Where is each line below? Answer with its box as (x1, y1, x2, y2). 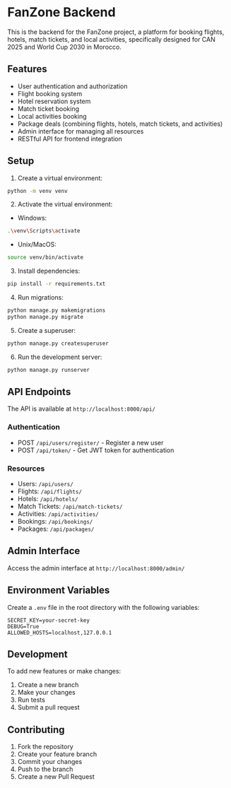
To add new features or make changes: (7, 667, 122, 676)
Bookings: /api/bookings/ (17, 517, 93, 525)
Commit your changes (17, 758, 83, 766)
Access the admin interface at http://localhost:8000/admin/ (7, 563, 185, 572)
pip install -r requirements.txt (7, 281, 106, 288)
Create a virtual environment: (17, 174, 102, 182)
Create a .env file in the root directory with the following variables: (7, 603, 200, 611)
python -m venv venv (7, 187, 69, 194)
